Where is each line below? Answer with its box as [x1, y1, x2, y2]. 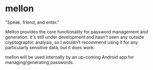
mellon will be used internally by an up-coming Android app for [5, 54, 134, 60]
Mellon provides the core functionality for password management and [5, 29, 148, 35]
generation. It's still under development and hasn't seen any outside [5, 34, 144, 40]
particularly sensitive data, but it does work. [5, 44, 95, 50]
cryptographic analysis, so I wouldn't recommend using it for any [5, 39, 138, 45]
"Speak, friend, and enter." [5, 19, 60, 25]
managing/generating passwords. [5, 59, 75, 65]
